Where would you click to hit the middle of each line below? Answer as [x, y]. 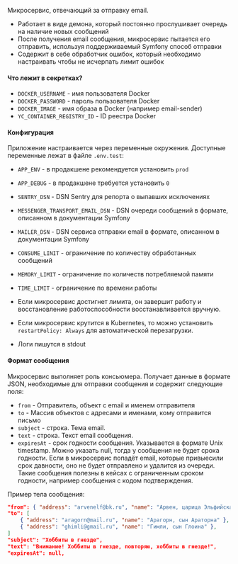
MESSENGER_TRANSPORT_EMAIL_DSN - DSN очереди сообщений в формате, [123, 210]
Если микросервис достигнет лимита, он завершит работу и [109, 302]
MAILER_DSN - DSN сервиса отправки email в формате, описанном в [118, 232]
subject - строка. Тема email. [62, 427]
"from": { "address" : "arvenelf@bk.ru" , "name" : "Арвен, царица [104, 507]
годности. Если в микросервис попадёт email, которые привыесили [120, 458]
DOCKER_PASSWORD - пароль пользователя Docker [89, 101]
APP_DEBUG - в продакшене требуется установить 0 [93, 183]
